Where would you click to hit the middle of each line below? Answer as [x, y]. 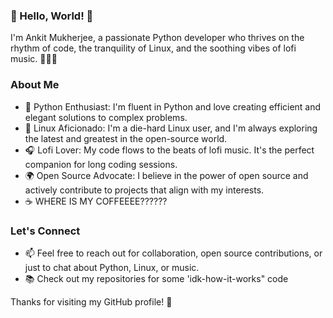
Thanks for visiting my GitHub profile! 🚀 [91, 301]
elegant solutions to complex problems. [106, 117]
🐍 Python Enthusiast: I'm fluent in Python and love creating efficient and [173, 106]
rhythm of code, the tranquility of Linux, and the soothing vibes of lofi [153, 48]
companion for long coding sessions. [101, 164]
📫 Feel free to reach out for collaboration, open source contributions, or [173, 253]
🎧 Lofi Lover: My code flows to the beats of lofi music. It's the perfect [169, 150]
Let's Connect [45, 231]
